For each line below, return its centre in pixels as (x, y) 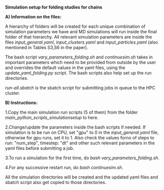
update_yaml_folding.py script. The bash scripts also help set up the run (79, 73)
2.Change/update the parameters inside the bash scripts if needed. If (75, 127)
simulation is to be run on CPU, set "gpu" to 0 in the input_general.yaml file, (82, 132)
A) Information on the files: (33, 17)
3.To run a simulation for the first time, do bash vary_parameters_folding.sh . (82, 158)
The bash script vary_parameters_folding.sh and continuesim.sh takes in (79, 57)
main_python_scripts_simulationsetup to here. (52, 118)
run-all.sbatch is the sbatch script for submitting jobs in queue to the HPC (80, 88)
